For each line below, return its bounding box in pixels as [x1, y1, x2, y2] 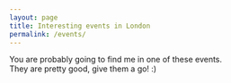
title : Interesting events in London [9, 21, 151, 30]
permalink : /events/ [9, 29, 87, 38]
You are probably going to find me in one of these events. [9, 54, 223, 65]
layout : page [9, 12, 58, 22]
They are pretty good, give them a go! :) [9, 63, 157, 74]
